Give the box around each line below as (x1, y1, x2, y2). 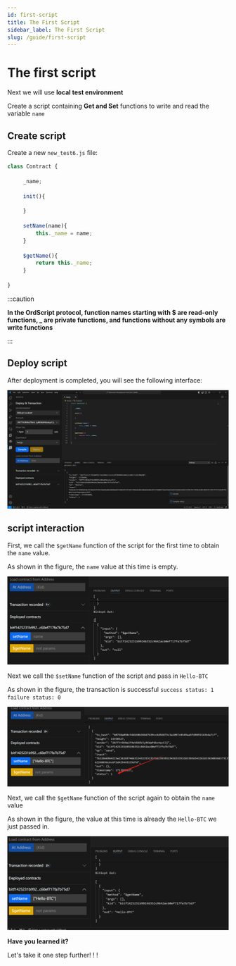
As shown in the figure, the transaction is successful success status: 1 (7, 686, 214, 694)
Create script (7, 130, 66, 142)
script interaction (7, 522, 85, 535)
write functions (7, 323, 53, 331)
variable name (7, 109, 46, 118)
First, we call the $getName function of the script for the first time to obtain (7, 541, 220, 550)
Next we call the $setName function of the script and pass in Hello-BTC (7, 671, 209, 680)
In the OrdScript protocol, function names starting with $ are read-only (7, 308, 218, 316)
